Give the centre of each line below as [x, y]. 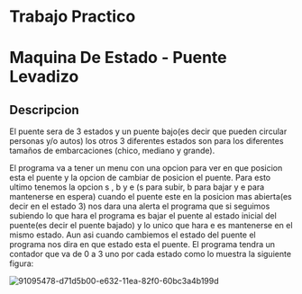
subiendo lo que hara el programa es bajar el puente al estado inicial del [143, 216]
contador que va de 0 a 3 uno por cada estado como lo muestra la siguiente [150, 254]
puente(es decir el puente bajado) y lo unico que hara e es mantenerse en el [151, 226]
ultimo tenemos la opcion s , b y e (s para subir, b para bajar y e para [137, 187]
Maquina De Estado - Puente [118, 58]
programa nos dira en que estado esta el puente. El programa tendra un [142, 245]
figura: [22, 263]
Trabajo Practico [73, 17]
